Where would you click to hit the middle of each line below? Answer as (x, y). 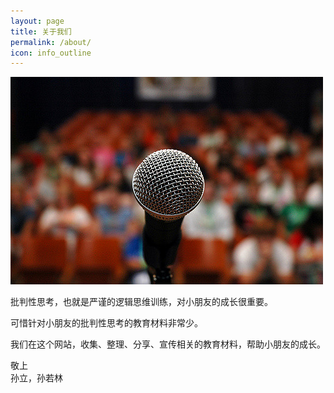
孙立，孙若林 (36, 378)
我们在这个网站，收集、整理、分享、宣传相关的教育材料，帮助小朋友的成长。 (168, 344)
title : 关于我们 (41, 31)
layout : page (37, 21)
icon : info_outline (51, 53)
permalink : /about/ (51, 42)
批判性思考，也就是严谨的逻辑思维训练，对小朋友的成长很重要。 (141, 302)
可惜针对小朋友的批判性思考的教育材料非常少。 (106, 323)
